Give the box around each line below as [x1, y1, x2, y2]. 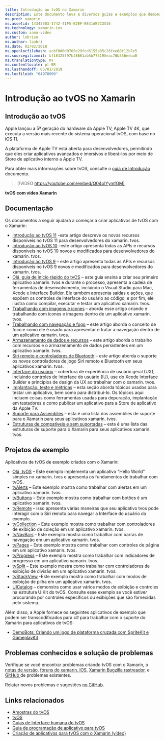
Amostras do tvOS [12, 709, 50, 715]
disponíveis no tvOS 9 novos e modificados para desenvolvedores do [12, 264, 153, 270]
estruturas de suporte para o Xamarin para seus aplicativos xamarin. [12, 426, 151, 432]
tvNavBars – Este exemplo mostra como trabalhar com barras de [12, 531, 143, 537]
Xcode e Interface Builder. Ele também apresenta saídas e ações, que [12, 290, 153, 296]
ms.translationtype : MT [5, 58, 54, 63]
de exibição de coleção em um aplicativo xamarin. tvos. [12, 526, 125, 532]
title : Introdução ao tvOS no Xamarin [5, 7, 84, 12]
